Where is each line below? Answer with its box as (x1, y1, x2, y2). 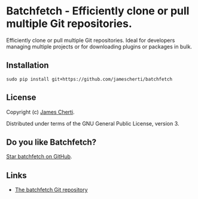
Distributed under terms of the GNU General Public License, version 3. (6, 120, 179, 127)
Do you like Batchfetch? (6, 137, 97, 147)
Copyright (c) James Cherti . (6, 108, 75, 115)
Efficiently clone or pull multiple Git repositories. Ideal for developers (6, 36, 175, 44)
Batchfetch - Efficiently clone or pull (6, 4, 190, 18)
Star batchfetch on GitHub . (6, 153, 72, 160)
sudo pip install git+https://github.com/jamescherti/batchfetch (6, 76, 172, 82)
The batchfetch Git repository (14, 186, 88, 194)
